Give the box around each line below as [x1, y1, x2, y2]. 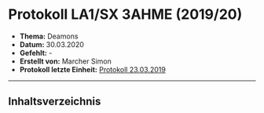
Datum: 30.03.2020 [19, 39, 85, 49]
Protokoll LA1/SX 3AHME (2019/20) [8, 5, 243, 24]
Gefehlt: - [19, 48, 53, 57]
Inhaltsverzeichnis [8, 95, 101, 108]
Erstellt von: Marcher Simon [19, 56, 112, 66]
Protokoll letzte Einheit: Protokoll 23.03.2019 [19, 64, 167, 74]
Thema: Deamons [19, 31, 79, 41]
